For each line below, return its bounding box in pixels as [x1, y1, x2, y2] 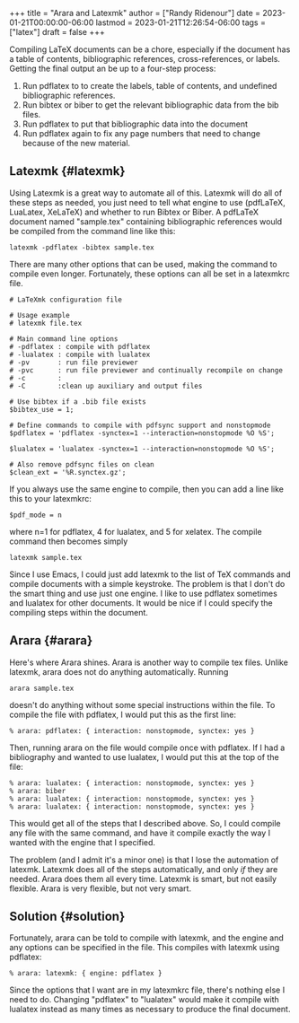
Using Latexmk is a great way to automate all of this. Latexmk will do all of [9, 188, 283, 198]
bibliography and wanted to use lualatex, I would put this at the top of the [9, 751, 280, 762]
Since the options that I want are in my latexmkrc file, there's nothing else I [9, 984, 286, 995]
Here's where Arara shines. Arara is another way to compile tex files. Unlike [9, 657, 289, 668]
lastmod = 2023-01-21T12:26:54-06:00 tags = [95, 17, 267, 28]
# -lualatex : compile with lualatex [9, 350, 151, 359]
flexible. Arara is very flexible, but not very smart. [9, 883, 191, 894]
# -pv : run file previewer [9, 358, 139, 367]
